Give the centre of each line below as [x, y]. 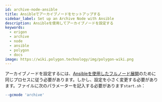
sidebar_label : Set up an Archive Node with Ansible [60, 18]
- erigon [18, 32]
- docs [16, 55]
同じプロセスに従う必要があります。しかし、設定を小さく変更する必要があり [81, 80]
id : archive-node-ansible [31, 9]
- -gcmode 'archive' [25, 95]
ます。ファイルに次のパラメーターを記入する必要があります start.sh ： [75, 86]
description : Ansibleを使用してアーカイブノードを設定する [59, 23]
